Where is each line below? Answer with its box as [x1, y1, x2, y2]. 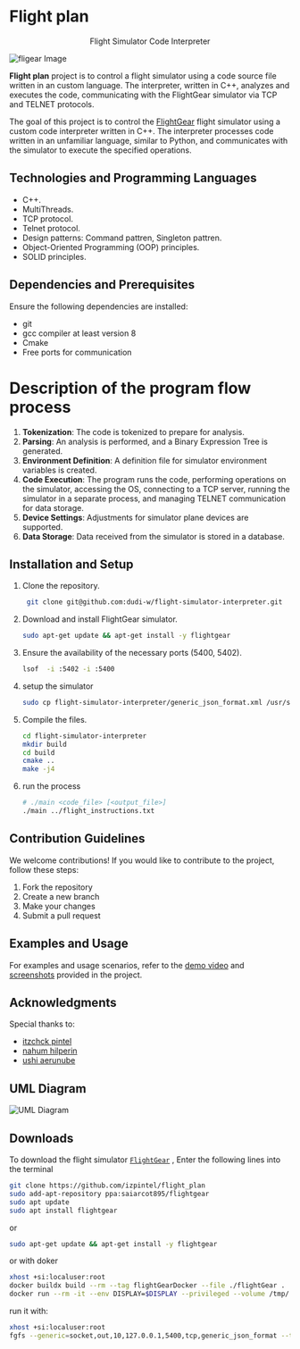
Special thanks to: [9, 1018, 76, 1029]
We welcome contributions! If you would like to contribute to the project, [9, 855, 275, 866]
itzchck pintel [21, 1036, 72, 1047]
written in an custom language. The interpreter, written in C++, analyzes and [9, 80, 290, 90]
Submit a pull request [21, 909, 101, 921]
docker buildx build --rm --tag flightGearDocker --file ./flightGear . [9, 1281, 286, 1290]
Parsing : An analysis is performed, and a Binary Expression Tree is [21, 436, 268, 447]
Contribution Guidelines [9, 831, 146, 846]
